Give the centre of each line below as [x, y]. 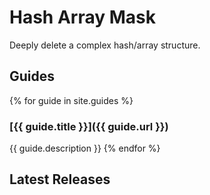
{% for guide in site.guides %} [71, 100]
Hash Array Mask [82, 17]
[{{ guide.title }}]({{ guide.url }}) [89, 126]
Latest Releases [60, 179]
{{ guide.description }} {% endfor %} [85, 148]
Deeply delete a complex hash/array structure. [105, 45]
